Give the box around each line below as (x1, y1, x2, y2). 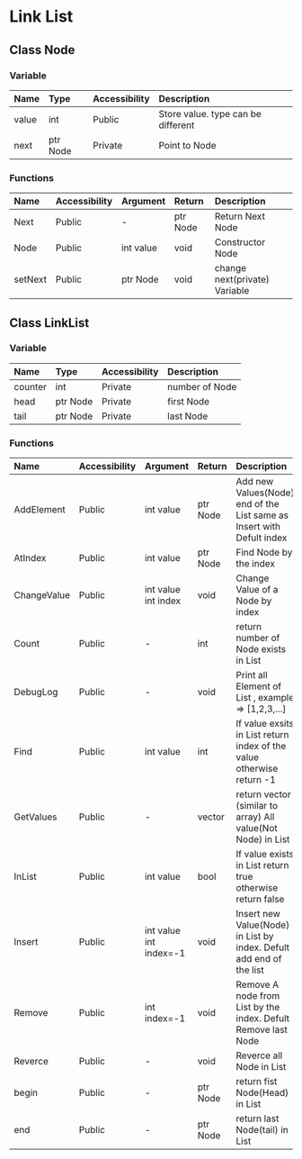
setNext (13, 273, 48, 285)
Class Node (9, 42, 75, 58)
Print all (235, 669, 268, 682)
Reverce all (235, 1049, 283, 1062)
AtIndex (13, 552, 47, 565)
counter (13, 380, 48, 393)
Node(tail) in (235, 1124, 289, 1136)
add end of (235, 953, 282, 965)
